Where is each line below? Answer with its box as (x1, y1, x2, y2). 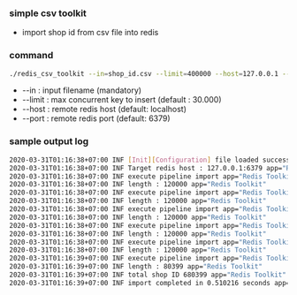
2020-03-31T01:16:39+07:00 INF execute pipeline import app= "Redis (9, 254, 263, 263)
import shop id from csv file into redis (21, 27, 159, 38)
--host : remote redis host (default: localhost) (21, 104, 187, 115)
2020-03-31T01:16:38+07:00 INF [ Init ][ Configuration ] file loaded (9, 155, 259, 164)
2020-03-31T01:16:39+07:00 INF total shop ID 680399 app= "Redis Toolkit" (9, 270, 287, 280)
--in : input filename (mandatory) (21, 85, 142, 95)
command (9, 49, 54, 62)
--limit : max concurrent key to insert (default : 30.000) (21, 95, 223, 105)
